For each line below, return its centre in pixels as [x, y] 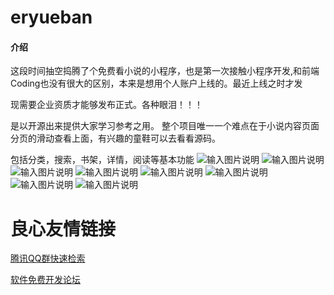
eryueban [51, 17]
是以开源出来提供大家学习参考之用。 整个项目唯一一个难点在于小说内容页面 [165, 126]
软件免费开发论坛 [45, 280]
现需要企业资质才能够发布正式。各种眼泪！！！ [106, 105]
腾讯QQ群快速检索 [48, 258]
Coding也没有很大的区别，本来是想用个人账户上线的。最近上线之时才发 [156, 83]
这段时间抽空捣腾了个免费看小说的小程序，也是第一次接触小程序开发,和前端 [165, 71]
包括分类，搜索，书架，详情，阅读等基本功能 [102, 160]
